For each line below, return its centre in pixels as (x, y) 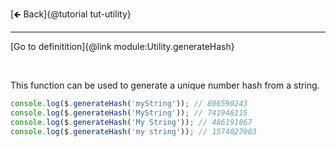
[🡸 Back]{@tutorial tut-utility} (71, 14)
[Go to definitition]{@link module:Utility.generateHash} (122, 46)
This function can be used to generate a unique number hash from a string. (165, 85)
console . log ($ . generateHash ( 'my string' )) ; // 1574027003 (133, 131)
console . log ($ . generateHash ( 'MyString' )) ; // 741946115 (129, 113)
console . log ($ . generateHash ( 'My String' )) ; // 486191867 (131, 122)
